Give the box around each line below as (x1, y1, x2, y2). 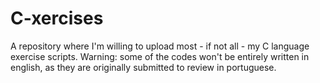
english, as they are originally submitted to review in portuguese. (10, 61, 277, 73)
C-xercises (10, 7, 104, 30)
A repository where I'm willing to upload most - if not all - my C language (10, 40, 310, 52)
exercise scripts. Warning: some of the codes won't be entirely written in (10, 50, 310, 62)
